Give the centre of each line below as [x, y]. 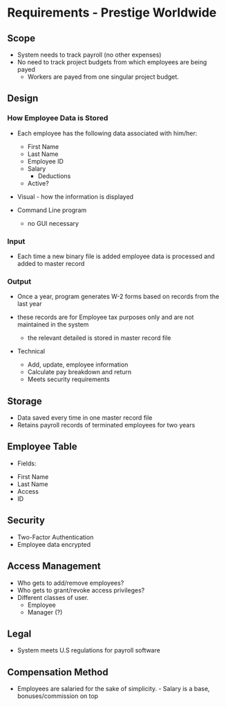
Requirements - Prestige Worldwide [112, 13]
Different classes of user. [53, 597]
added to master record [51, 263]
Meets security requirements [68, 379]
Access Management [54, 566]
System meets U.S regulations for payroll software [88, 650]
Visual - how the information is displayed [75, 196]
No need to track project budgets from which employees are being [112, 62]
